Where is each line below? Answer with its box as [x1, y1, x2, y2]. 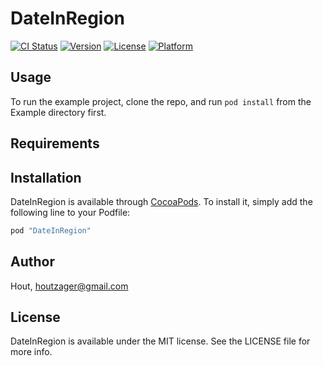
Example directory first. [10, 106, 107, 118]
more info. [10, 346, 53, 358]
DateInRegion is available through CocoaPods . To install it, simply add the [10, 195, 313, 207]
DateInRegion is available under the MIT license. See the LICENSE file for [10, 335, 311, 347]
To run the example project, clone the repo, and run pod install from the [10, 95, 312, 107]
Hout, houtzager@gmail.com [10, 280, 129, 292]
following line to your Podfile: [10, 206, 131, 218]
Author [10, 253, 55, 271]
